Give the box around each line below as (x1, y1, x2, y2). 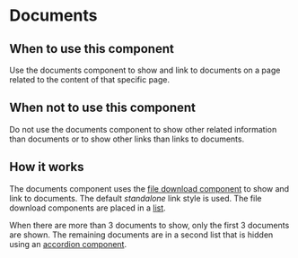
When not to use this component (9, 100, 196, 116)
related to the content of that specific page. (9, 74, 171, 85)
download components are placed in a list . (9, 202, 166, 213)
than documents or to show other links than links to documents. (9, 133, 245, 144)
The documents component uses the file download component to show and (9, 183, 290, 193)
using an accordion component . (9, 238, 127, 249)
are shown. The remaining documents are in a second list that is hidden (9, 229, 274, 240)
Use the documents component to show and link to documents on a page (9, 64, 281, 75)
